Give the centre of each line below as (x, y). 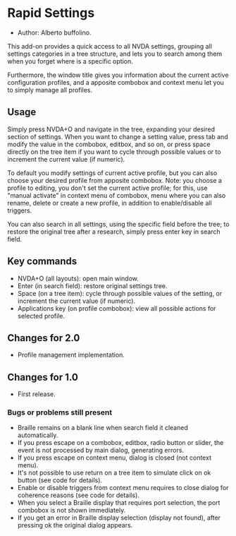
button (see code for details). (60, 480)
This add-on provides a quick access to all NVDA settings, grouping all (110, 46)
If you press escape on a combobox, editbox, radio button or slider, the (120, 443)
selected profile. (41, 316)
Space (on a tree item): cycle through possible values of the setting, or (120, 293)
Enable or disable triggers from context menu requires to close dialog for (123, 488)
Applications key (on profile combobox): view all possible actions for (117, 308)
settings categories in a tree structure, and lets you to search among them (115, 54)
